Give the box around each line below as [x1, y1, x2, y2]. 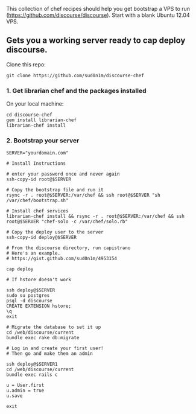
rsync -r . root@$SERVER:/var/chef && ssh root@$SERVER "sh [6, 193, 161, 199]
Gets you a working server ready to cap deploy [6, 36, 186, 46]
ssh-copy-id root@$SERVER [6, 176, 71, 183]
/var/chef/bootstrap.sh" [6, 197, 69, 204]
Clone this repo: [6, 60, 46, 68]
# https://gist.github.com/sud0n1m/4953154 [6, 256, 118, 262]
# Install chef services [6, 208, 69, 214]
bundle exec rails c [6, 372, 58, 378]
